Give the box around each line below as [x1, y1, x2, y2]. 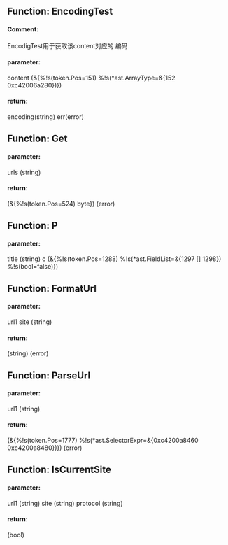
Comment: [7, 24, 39, 34]
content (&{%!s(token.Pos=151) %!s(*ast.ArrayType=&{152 [7, 73, 176, 82]
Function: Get [7, 133, 68, 145]
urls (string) [7, 168, 41, 176]
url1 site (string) [7, 318, 52, 326]
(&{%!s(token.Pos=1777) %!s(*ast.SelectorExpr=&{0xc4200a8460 [7, 436, 199, 444]
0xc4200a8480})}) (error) [7, 444, 83, 452]
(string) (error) [7, 349, 49, 358]
